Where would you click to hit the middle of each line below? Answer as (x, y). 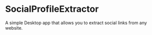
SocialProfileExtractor (52, 9)
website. (14, 28)
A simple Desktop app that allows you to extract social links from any (76, 23)
